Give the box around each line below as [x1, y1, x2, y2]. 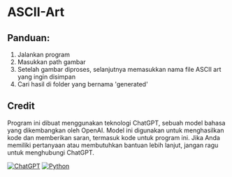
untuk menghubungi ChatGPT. [7, 148, 94, 157]
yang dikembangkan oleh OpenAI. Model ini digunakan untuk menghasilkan [7, 126, 224, 134]
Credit [7, 100, 35, 112]
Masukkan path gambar [17, 58, 86, 66]
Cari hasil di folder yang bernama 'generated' [17, 80, 148, 88]
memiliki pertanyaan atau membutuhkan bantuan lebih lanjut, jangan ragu [7, 141, 219, 149]
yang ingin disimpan [17, 72, 75, 81]
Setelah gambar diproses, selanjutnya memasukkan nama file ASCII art [17, 66, 222, 73]
